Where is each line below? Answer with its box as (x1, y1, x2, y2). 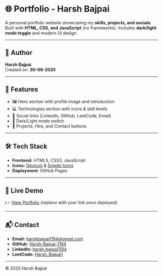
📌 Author (5, 49, 33, 57)
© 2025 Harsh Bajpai (5, 265, 48, 271)
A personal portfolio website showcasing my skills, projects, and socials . (5, 19, 152, 25)
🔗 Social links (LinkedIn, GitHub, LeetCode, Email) (12, 113, 112, 118)
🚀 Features (5, 85, 38, 94)
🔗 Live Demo (5, 186, 44, 195)
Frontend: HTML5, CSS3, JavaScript (12, 158, 86, 163)
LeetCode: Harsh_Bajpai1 (12, 251, 63, 257)
